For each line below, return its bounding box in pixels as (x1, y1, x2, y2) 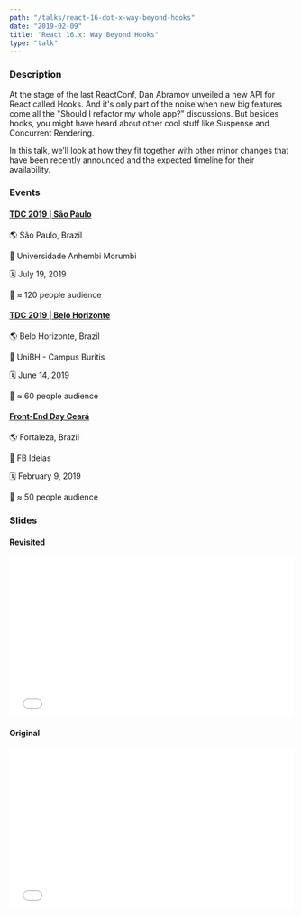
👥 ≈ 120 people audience (9, 289, 102, 300)
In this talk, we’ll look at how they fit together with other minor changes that (9, 145, 289, 155)
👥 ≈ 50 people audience (9, 491, 99, 502)
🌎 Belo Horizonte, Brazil (9, 331, 101, 341)
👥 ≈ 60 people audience (9, 390, 99, 401)
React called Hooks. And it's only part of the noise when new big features (9, 98, 283, 109)
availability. (9, 164, 51, 174)
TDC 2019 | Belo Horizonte (9, 310, 111, 321)
